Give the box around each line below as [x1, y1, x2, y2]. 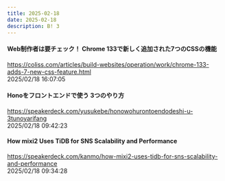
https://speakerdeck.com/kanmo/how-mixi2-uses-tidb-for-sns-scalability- [7, 152, 218, 161]
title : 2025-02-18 [7, 10, 60, 17]
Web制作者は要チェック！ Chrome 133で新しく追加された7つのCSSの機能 [7, 44, 217, 53]
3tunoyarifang [7, 114, 47, 122]
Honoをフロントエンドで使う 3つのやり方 [7, 92, 125, 100]
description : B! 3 [7, 23, 60, 29]
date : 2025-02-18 [7, 16, 57, 23]
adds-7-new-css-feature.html [7, 68, 91, 76]
